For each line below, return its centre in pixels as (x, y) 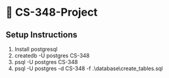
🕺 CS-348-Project (52, 12)
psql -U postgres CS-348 (46, 62)
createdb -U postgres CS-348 (52, 56)
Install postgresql (36, 49)
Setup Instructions (41, 35)
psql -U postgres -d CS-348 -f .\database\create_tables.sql (88, 68)
